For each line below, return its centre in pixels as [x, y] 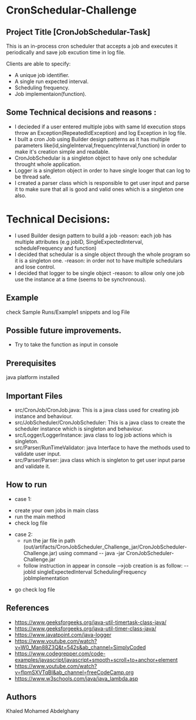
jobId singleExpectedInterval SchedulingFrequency [85, 572]
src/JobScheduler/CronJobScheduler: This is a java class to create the [100, 422]
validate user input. [38, 454]
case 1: [23, 499]
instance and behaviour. [44, 416]
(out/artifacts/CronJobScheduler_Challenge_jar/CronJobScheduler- [105, 547]
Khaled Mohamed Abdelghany [43, 711]
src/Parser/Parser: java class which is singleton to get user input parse [100, 460]
